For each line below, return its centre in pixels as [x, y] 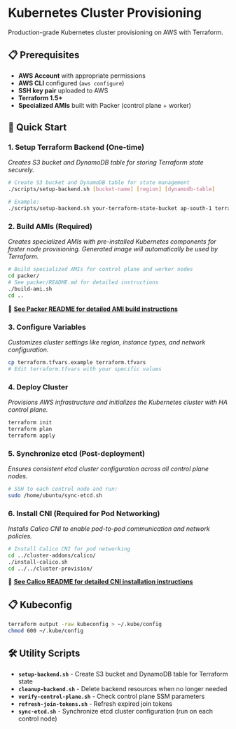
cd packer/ [24, 276]
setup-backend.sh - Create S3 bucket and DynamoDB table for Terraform [123, 674]
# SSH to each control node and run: [63, 489]
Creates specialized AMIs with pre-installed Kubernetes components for [112, 242]
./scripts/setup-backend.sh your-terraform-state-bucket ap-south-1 [110, 209]
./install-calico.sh [38, 562]
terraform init [30, 422]
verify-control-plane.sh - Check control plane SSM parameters [111, 696]
